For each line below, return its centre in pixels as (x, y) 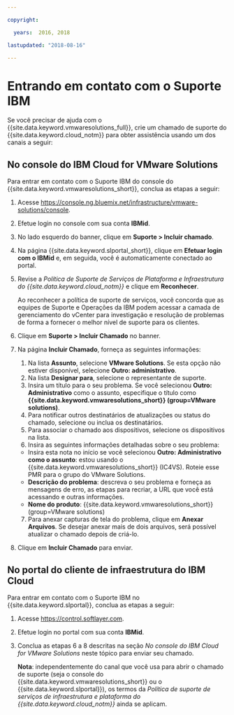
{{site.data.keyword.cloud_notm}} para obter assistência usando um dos (112, 135)
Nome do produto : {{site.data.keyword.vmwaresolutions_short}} (120, 504)
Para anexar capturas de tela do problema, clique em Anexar (116, 520)
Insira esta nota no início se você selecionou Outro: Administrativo (125, 452)
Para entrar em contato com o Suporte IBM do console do (90, 181)
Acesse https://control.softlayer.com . (71, 618)
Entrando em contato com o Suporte (115, 86)
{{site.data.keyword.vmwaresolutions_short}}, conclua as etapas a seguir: (114, 189)
